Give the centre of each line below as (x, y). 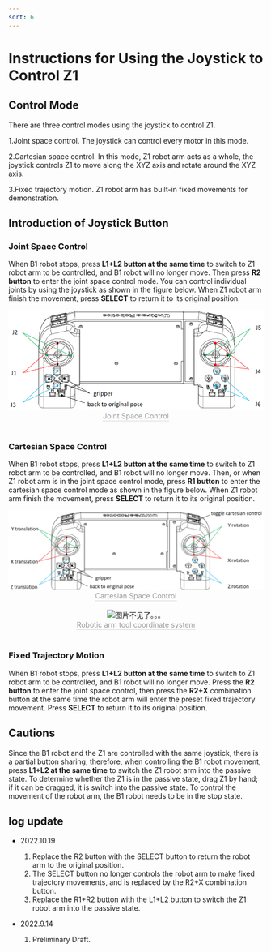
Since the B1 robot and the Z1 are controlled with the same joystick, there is (133, 753)
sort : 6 (21, 17)
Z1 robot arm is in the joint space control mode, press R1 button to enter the (134, 481)
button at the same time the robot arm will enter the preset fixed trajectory (132, 699)
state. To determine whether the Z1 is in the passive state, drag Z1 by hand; (133, 778)
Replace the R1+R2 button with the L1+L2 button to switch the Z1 (139, 899)
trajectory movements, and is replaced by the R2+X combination (139, 882)
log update (36, 821)
